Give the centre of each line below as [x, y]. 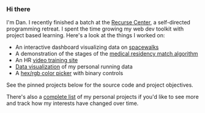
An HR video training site [47, 60]
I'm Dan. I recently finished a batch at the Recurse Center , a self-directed [99, 23]
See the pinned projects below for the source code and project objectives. [100, 85]
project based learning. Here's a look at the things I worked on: [86, 35]
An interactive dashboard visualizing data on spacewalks [87, 47]
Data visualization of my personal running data [74, 67]
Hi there [18, 9]
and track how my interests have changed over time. [73, 103]
